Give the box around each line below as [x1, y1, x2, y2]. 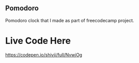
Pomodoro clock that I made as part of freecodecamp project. [5, 17, 134, 23]
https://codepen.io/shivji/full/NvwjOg [5, 51, 82, 57]
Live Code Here [5, 35, 71, 46]
